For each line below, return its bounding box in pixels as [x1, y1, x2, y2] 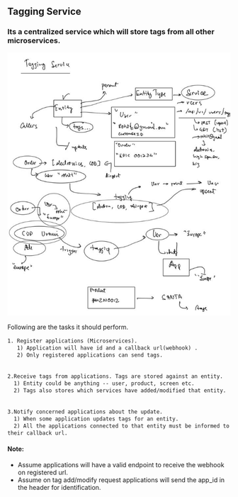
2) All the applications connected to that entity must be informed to [13, 423, 230, 430]
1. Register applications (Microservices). [7, 337, 138, 345]
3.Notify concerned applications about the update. [7, 408, 163, 415]
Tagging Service [7, 6, 81, 18]
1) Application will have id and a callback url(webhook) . [16, 345, 198, 352]
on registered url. [17, 468, 69, 476]
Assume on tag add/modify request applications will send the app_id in [17, 475, 225, 484]
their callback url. [7, 430, 69, 437]
